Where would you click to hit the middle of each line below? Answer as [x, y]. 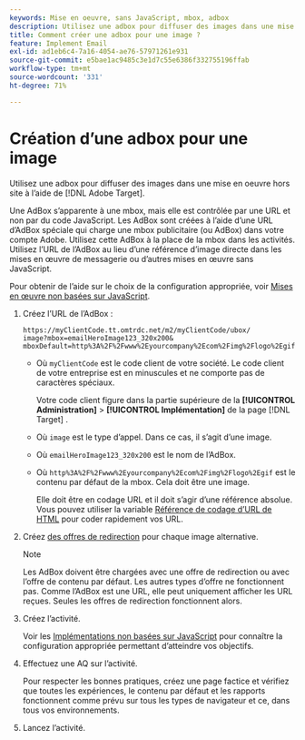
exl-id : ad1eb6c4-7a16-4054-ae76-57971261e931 [99, 52]
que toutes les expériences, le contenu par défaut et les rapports [144, 690]
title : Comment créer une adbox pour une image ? [105, 35]
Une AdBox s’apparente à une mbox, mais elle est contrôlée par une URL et [150, 210]
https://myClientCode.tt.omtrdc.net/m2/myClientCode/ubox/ [137, 330]
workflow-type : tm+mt [50, 69]
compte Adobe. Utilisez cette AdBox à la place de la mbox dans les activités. [152, 239]
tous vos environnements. [71, 710]
